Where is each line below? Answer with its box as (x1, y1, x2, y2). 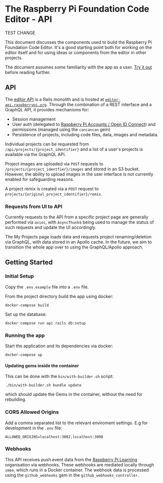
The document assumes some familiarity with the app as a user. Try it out (5, 64, 152, 70)
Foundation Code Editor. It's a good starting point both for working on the (5, 44, 152, 50)
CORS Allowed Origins (5, 409, 59, 415)
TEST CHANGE (5, 30, 36, 36)
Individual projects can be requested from (5, 141, 89, 147)
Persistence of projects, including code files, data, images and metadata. (12, 131, 159, 137)
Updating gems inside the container (5, 362, 79, 368)
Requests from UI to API (5, 203, 62, 210)
